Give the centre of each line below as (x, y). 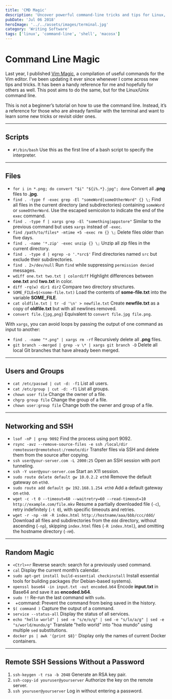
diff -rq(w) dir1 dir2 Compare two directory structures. (74, 287)
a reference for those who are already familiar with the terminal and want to (85, 110)
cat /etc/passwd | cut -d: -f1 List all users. (60, 384)
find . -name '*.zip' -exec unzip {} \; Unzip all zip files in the (81, 243)
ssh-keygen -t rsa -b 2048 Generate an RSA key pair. (70, 674)
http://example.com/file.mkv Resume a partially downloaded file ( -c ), (87, 504)
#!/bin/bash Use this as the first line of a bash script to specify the (83, 149)
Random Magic (30, 552)
